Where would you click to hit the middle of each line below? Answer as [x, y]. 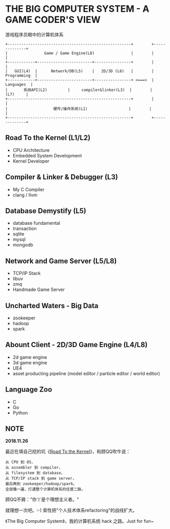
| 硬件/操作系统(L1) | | [78, 109]
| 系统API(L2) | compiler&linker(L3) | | [79, 90]
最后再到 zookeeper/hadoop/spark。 [41, 484]
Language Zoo [29, 390]
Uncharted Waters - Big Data [52, 305]
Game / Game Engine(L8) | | [99, 53]
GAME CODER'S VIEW [53, 20]
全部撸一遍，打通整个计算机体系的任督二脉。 [45, 489]
